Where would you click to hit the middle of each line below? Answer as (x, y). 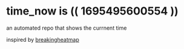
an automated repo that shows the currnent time (67, 28)
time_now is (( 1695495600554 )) (92, 11)
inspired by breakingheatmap (43, 39)
